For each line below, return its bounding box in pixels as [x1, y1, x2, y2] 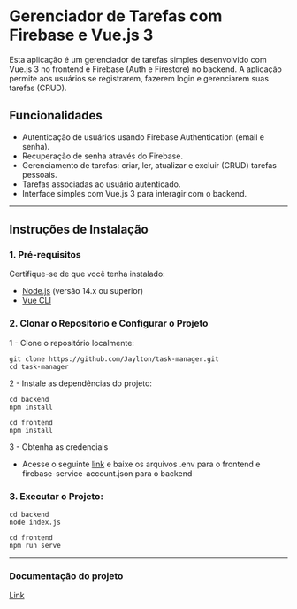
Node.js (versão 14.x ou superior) [21, 286, 144, 297]
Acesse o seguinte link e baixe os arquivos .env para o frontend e [21, 459, 261, 469]
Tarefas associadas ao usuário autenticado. [21, 179, 181, 189]
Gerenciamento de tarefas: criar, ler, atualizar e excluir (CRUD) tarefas [21, 159, 277, 170]
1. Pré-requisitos [9, 249, 81, 261]
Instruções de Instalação [9, 222, 148, 237]
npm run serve [9, 542, 62, 551]
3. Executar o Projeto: [9, 490, 104, 502]
